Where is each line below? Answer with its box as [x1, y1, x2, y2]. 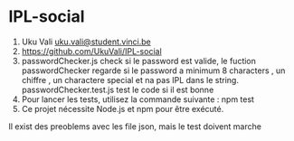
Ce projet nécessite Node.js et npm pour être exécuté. [21, 103, 224, 114]
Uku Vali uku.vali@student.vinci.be [21, 36, 151, 47]
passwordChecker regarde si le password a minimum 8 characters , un [21, 65, 286, 76]
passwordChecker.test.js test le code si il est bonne [21, 84, 214, 95]
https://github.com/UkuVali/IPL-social [21, 45, 162, 56]
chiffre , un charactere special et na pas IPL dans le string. [21, 74, 239, 85]
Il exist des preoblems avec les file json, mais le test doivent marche [8, 120, 261, 132]
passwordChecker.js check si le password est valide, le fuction [21, 55, 257, 66]
